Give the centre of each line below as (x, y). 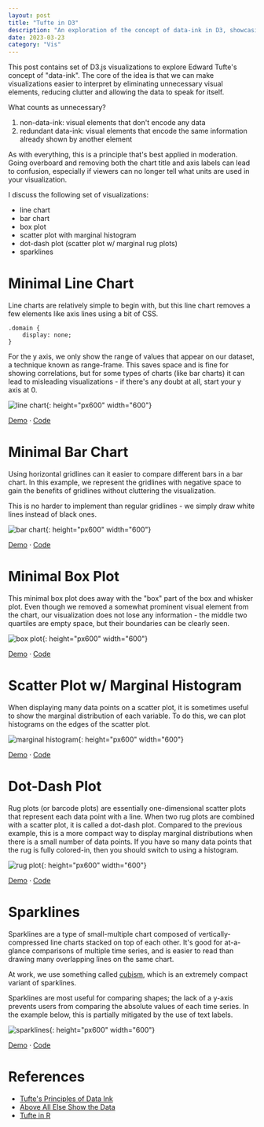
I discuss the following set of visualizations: (79, 195)
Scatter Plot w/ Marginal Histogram (125, 686)
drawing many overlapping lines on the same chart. (91, 959)
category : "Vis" (35, 45)
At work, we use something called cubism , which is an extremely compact (128, 974)
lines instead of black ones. (52, 514)
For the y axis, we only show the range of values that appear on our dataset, (132, 357)
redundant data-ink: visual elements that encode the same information (133, 131)
